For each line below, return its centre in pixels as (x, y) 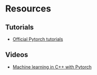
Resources (28, 9)
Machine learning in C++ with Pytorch (52, 67)
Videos (17, 55)
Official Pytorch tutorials (38, 39)
